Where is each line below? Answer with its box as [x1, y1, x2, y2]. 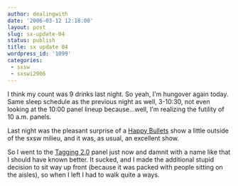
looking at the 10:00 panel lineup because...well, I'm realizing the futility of [7, 105, 225, 113]
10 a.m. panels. [7, 112, 52, 121]
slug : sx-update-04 [7, 30, 65, 38]
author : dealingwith [7, 10, 69, 18]
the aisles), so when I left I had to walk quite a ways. [7, 170, 160, 179]
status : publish [7, 37, 55, 44]
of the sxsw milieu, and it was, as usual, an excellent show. [7, 133, 180, 143]
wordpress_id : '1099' [7, 51, 72, 58]
